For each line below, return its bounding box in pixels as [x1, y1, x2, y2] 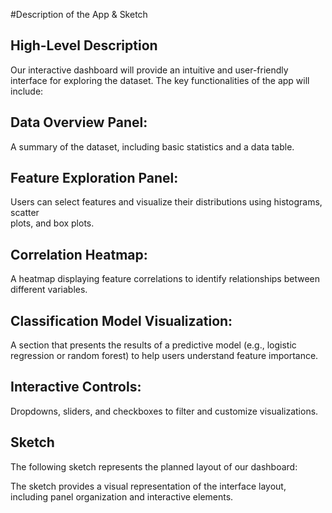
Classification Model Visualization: [10, 312, 233, 329]
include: [10, 85, 44, 97]
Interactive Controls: [10, 379, 142, 396]
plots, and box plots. [10, 217, 95, 229]
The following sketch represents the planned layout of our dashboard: [10, 460, 298, 473]
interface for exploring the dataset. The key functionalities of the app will [10, 74, 310, 86]
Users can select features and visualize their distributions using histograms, [10, 196, 323, 208]
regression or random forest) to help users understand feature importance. [10, 350, 319, 362]
